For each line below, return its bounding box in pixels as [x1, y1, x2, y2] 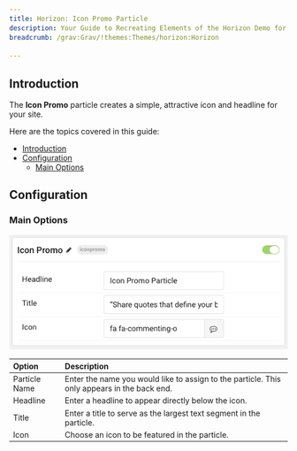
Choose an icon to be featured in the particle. [65, 429, 229, 440]
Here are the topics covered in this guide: [9, 126, 160, 137]
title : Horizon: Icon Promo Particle [9, 14, 148, 23]
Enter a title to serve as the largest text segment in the [65, 408, 261, 418]
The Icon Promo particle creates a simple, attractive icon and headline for [9, 100, 278, 111]
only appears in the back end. [65, 383, 172, 394]
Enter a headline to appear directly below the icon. [65, 395, 247, 406]
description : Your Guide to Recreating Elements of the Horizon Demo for [9, 23, 287, 33]
